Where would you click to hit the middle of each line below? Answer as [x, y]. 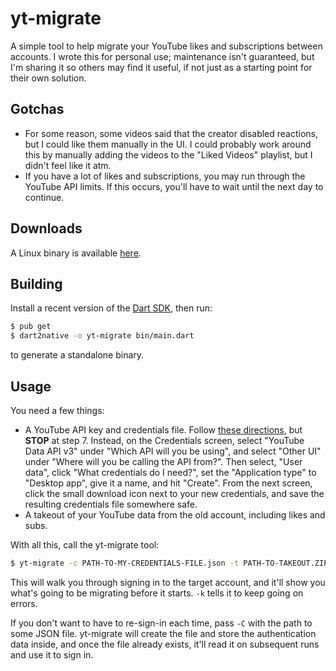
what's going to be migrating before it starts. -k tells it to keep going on [157, 593]
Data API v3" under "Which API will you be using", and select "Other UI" [173, 451]
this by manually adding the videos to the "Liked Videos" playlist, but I [168, 154]
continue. [44, 197]
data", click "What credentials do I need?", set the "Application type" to [170, 472]
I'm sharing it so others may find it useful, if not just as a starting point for [161, 67]
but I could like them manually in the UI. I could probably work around [168, 144]
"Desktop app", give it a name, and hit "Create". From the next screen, [168, 483]
